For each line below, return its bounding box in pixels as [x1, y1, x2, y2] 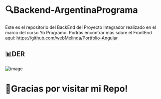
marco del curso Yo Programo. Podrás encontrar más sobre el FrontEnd [5, 29, 152, 35]
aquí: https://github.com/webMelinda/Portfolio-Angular [5, 35, 118, 41]
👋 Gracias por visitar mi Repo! [5, 83, 128, 94]
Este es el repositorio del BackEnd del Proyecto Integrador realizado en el [5, 24, 156, 30]
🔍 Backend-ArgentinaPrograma [5, 4, 138, 16]
